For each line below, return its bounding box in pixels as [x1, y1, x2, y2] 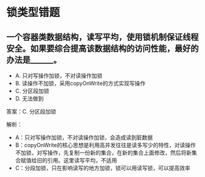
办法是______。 [6, 54, 62, 65]
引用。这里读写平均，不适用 [47, 157, 117, 164]
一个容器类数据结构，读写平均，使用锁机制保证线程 [6, 32, 199, 42]
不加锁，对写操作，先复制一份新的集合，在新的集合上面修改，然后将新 [15, 149, 192, 156]
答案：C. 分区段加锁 [6, 108, 57, 115]
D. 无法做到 [15, 95, 44, 102]
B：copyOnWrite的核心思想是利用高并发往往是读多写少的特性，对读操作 [15, 142, 196, 148]
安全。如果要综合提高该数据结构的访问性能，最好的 [6, 43, 199, 54]
